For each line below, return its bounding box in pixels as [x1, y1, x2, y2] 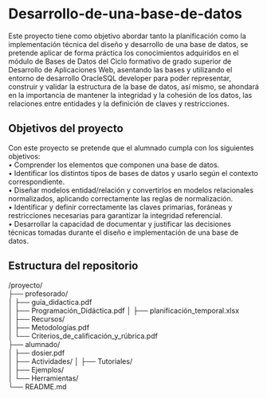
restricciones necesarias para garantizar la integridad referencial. [8, 210, 223, 220]
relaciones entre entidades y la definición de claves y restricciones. [8, 99, 230, 108]
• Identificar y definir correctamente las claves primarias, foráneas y [8, 202, 233, 212]
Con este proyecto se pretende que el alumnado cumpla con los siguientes [8, 142, 254, 152]
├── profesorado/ [8, 288, 69, 298]
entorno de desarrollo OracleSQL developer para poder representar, [8, 73, 232, 83]
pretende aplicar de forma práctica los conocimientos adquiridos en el [8, 48, 239, 57]
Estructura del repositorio [8, 259, 139, 273]
